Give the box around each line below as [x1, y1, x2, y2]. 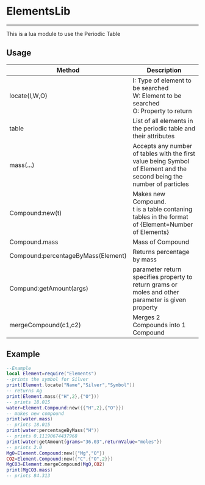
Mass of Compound [132, 238, 189, 246]
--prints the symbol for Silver [6, 377, 88, 383]
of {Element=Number [132, 220, 193, 228]
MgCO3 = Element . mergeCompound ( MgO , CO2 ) [6, 461, 105, 467]
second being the [132, 172, 183, 180]
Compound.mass [9, 238, 59, 246]
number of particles [132, 180, 189, 188]
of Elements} [132, 227, 170, 236]
